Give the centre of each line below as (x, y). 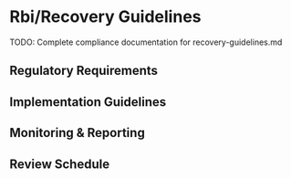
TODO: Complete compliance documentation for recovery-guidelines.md (146, 42)
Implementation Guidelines (88, 102)
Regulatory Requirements (83, 71)
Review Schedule (60, 164)
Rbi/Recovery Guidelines (105, 17)
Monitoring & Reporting (78, 133)
